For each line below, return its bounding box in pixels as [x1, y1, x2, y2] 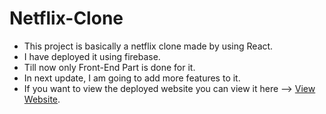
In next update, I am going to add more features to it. [23, 72, 241, 84]
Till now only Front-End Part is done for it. [23, 61, 196, 73]
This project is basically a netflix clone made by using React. [23, 40, 274, 52]
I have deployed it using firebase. [23, 50, 161, 62]
